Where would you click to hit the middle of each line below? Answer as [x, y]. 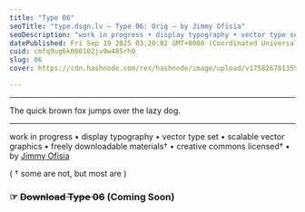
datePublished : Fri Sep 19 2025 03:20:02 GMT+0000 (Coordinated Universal [154, 43]
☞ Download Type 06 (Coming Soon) [92, 197]
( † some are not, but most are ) [68, 173]
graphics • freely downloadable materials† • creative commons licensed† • [150, 146]
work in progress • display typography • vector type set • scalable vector [147, 136]
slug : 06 [26, 60]
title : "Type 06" [42, 18]
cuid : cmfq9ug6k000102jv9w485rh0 [73, 52]
